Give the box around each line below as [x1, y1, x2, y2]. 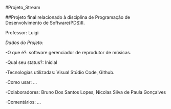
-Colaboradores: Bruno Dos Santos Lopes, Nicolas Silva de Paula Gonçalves [5, 89, 166, 95]
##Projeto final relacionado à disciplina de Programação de [5, 14, 131, 20]
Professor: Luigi [5, 30, 39, 35]
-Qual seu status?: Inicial [5, 59, 57, 66]
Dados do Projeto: [5, 39, 44, 46]
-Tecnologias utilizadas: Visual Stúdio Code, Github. [5, 69, 115, 75]
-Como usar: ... [5, 79, 37, 85]
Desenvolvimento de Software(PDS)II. [5, 20, 85, 26]
